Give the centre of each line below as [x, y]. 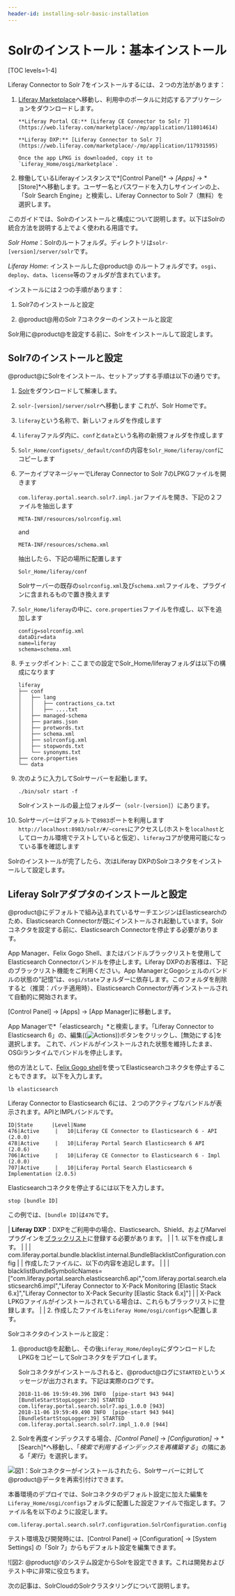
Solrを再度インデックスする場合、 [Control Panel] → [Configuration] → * [121, 1438]
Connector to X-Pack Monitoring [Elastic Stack [150, 1286]
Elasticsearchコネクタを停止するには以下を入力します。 [88, 1188]
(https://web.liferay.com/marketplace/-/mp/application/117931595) [118, 146]
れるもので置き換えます [76, 594]
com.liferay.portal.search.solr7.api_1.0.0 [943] [92, 1406]
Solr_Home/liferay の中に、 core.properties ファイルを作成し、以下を [117, 609]
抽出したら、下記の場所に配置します [70, 559]
